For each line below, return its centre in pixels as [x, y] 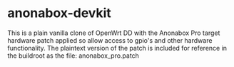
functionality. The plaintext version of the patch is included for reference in [117, 48]
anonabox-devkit [60, 13]
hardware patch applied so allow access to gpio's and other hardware [110, 40]
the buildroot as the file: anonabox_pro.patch [73, 56]
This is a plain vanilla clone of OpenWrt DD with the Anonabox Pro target [114, 33]
